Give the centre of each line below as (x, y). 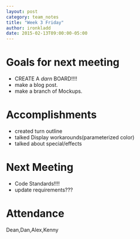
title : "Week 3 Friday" (35, 22)
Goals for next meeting (63, 63)
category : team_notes (33, 17)
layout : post (22, 11)
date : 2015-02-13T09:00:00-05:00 (47, 33)
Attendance (35, 213)
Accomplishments (52, 115)
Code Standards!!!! (37, 183)
